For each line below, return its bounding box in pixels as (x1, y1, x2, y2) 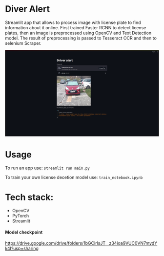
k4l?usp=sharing (5, 245, 39, 251)
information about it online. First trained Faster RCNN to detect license (5, 24, 146, 30)
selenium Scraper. (5, 40, 41, 46)
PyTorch (12, 213, 29, 219)
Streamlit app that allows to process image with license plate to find (5, 20, 141, 25)
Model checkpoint (5, 229, 43, 235)
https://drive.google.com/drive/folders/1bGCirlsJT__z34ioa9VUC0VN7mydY (5, 240, 158, 246)
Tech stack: (5, 192, 54, 203)
